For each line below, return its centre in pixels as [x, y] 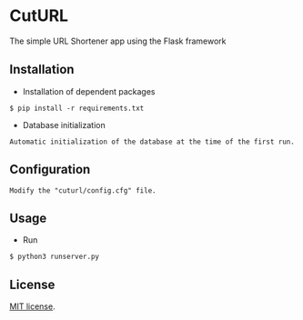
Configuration [50, 170]
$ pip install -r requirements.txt [77, 108]
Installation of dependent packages [89, 91]
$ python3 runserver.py [55, 257]
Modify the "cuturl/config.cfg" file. [83, 190]
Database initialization [64, 125]
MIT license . [33, 306]
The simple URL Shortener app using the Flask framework [118, 41]
